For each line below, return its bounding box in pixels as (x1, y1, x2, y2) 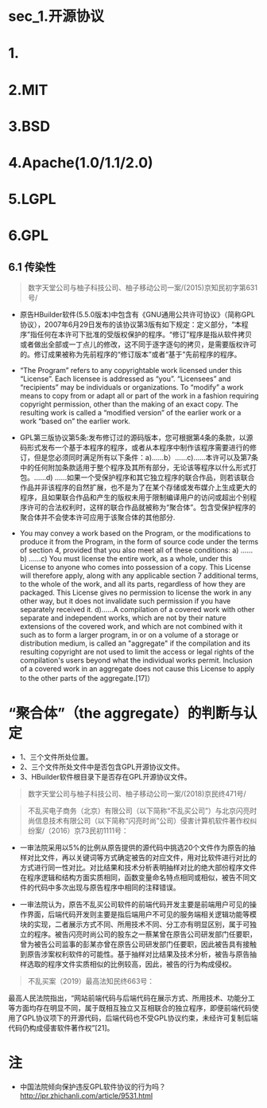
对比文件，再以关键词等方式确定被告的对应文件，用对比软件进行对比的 (26, 853, 257, 862)
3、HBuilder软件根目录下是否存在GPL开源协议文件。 (19, 772, 192, 782)
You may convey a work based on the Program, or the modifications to (19, 528, 251, 538)
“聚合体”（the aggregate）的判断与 (8, 705, 244, 722)
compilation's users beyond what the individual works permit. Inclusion (19, 655, 253, 666)
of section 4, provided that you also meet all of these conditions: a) (19, 545, 239, 555)
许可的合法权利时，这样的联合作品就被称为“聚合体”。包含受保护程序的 (26, 503, 257, 513)
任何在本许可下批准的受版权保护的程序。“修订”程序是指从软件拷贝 (37, 330, 253, 340)
